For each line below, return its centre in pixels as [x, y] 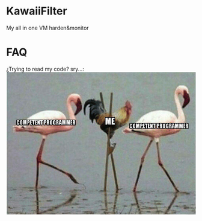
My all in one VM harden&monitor [47, 28]
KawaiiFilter [37, 11]
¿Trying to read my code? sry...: [45, 69]
